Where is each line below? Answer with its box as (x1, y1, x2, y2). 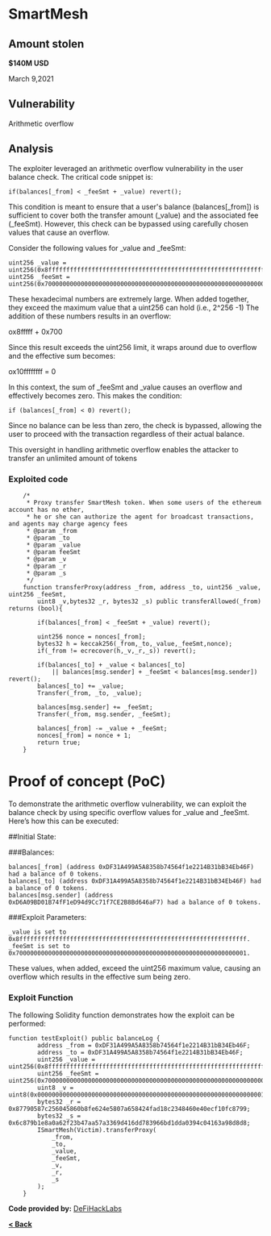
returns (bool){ (8, 604, 63, 613)
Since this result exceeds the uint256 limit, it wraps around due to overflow (8, 342, 257, 352)
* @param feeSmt (26, 547, 81, 556)
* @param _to (26, 534, 70, 542)
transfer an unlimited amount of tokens (8, 453, 137, 463)
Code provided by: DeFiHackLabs (8, 1204, 123, 1213)
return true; (37, 739, 81, 747)
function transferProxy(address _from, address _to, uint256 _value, (23, 583, 262, 591)
